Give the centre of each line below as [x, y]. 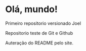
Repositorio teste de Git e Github [39, 33]
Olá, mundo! [32, 9]
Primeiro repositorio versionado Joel [43, 23]
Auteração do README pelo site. [39, 43]
